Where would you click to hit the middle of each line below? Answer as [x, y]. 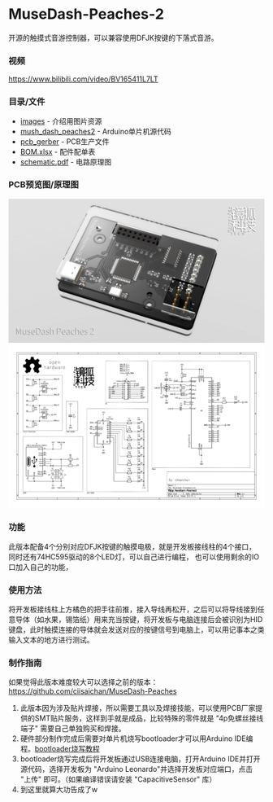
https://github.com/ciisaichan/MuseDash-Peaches [93, 691]
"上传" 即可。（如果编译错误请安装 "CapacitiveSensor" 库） [118, 779]
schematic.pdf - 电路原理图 [66, 162]
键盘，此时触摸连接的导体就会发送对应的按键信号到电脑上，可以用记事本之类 [136, 630]
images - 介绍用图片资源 [61, 121]
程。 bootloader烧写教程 [60, 749]
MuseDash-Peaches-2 [87, 14]
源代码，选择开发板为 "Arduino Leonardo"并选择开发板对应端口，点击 [136, 769]
